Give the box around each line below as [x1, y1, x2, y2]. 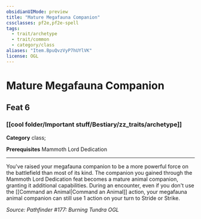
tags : [6, 25, 20, 32]
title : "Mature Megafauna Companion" [6, 14, 100, 20]
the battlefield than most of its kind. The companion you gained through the [6, 169, 193, 176]
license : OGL [6, 53, 39, 59]
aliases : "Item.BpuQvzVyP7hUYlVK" [6, 48, 93, 54]
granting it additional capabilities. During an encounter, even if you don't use [6, 181, 194, 189]
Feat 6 [6, 103, 30, 113]
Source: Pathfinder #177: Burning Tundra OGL [6, 206, 120, 213]
